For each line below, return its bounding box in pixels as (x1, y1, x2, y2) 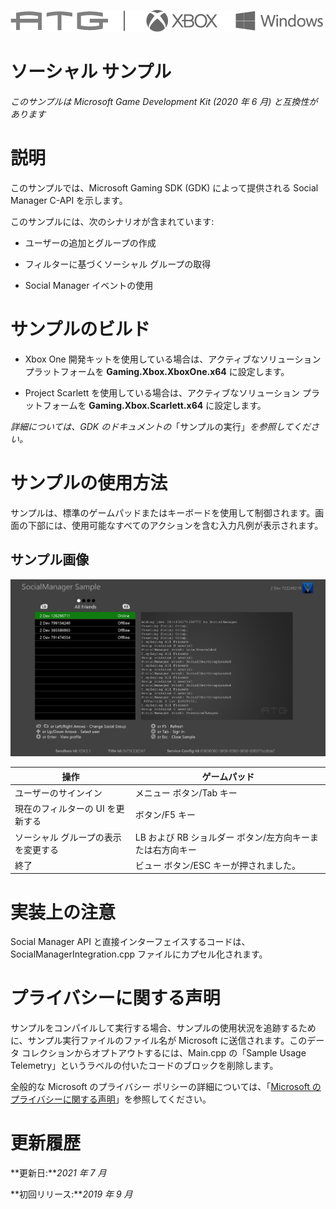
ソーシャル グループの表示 (14, 831, 122, 843)
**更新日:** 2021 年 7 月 (10, 1167, 107, 1179)
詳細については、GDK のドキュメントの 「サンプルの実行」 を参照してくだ (10, 420, 311, 432)
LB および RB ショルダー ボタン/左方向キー (134, 831, 311, 843)
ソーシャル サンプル (10, 61, 172, 84)
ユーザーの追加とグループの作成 (24, 236, 157, 249)
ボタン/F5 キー (134, 809, 196, 821)
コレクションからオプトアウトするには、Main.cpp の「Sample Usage (21, 1047, 307, 1059)
